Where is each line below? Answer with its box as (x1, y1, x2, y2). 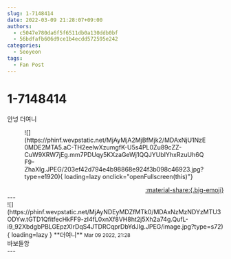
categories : (7, 42, 41, 49)
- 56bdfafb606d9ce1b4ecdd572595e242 (13, 36, 118, 43)
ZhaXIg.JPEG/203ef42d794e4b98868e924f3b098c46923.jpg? (24, 165, 204, 173)
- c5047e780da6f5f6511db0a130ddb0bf (13, 29, 118, 37)
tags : (7, 55, 23, 62)
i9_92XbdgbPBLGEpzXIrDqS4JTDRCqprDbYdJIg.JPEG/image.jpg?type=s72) (7, 222, 223, 231)
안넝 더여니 (7, 114, 37, 123)
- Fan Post (13, 61, 45, 68)
